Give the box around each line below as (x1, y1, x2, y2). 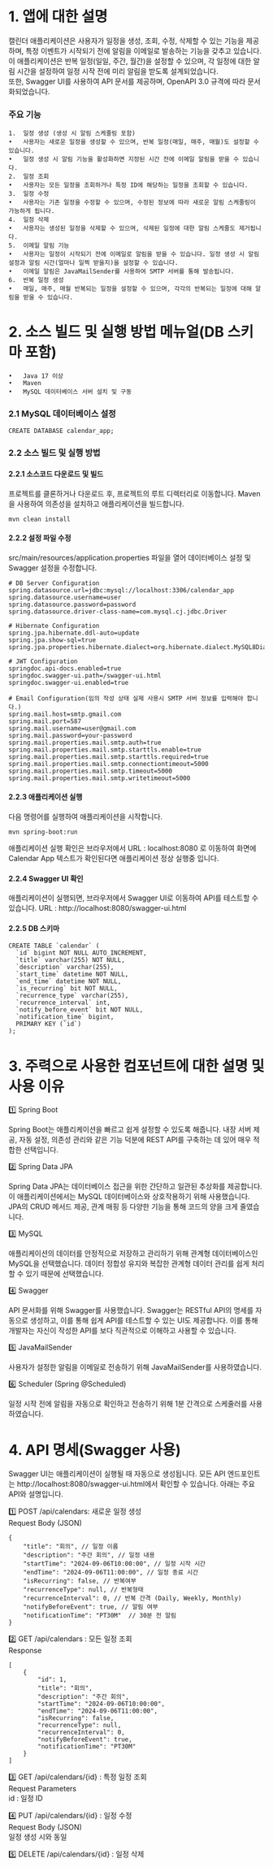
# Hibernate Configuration (8, 622, 100, 630)
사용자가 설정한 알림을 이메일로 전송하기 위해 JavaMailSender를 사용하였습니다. (8, 1362, 262, 1372)
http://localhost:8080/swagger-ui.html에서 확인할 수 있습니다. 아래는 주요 (16, 1479, 256, 1489)
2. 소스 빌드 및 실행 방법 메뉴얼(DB (8, 323, 225, 341)
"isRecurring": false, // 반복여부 (23, 1577, 136, 1585)
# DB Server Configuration (8, 578, 100, 587)
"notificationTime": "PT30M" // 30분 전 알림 (23, 1612, 177, 1620)
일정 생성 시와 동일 (8, 1832, 67, 1842)
